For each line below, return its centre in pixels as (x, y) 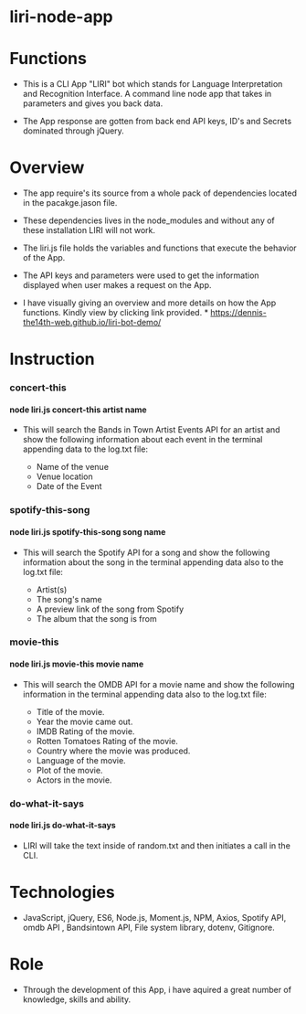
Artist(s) (52, 589)
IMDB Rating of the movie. (85, 731)
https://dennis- (238, 313)
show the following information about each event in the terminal (142, 440)
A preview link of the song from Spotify (110, 609)
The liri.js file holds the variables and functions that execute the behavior (159, 248)
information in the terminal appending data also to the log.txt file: (144, 694)
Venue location (64, 476)
